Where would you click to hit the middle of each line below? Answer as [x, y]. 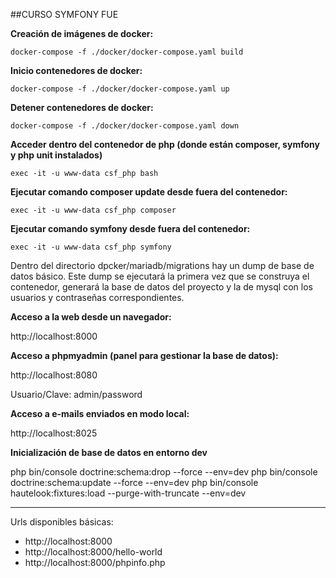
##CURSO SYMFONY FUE [64, 14]
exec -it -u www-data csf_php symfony [91, 247]
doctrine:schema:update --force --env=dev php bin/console [134, 482]
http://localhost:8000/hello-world [93, 552]
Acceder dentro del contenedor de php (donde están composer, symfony [165, 144]
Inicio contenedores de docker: [76, 70]
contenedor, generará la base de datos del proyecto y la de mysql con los [161, 287]
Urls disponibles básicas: [62, 522]
